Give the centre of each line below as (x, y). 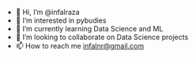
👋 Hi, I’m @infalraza (48, 12)
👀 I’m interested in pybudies (61, 20)
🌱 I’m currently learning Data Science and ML (89, 29)
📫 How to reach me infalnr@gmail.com (80, 46)
